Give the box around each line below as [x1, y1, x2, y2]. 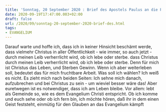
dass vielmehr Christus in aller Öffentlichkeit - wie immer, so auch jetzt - [5, 49, 152, 55]
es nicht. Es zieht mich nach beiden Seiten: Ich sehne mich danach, [5, 75, 142, 81]
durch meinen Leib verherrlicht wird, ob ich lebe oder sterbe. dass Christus [5, 54, 158, 60]
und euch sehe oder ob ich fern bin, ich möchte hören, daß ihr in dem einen [5, 96, 159, 102]
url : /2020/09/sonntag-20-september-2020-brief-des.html [5, 21, 125, 26]
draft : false [5, 16, 32, 21]
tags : [5, 26, 16, 31]
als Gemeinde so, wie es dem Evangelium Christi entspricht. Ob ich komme [5, 91, 158, 97]
